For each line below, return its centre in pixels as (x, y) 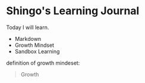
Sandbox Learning (37, 51)
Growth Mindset (34, 45)
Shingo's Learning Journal (73, 11)
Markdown (28, 39)
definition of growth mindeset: (43, 63)
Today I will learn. (28, 27)
